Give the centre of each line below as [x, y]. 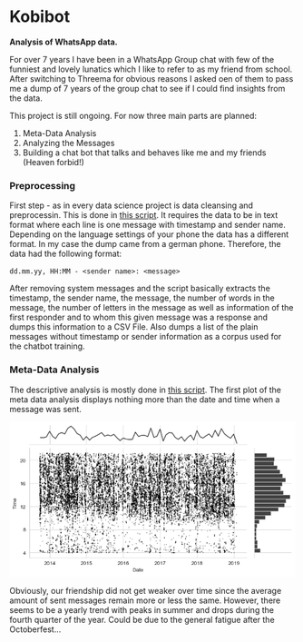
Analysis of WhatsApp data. [64, 42]
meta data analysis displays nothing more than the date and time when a [145, 399]
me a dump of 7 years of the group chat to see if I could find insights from [147, 88]
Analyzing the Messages [68, 143]
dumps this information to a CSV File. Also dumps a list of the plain [134, 327]
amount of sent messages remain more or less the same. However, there [145, 600]
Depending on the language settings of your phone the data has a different [149, 234]
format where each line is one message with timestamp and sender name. [147, 225]
